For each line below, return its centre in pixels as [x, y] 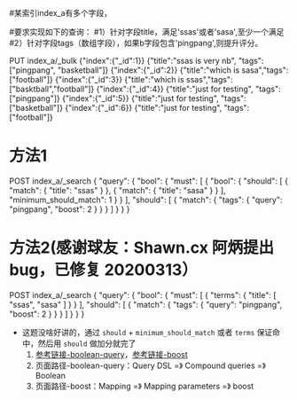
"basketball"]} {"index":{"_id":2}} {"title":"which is [148, 70]
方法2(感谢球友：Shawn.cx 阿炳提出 [142, 248]
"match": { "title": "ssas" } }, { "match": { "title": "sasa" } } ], [117, 190]
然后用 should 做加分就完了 [87, 343]
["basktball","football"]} [52, 89]
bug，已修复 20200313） [103, 270]
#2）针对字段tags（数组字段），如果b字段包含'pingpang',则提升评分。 [136, 43]
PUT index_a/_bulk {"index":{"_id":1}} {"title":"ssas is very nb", [123, 61]
